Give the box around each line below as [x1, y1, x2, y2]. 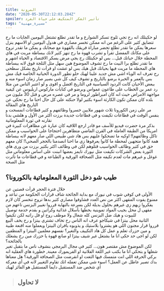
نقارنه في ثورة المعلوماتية [5, 117, 52, 123]
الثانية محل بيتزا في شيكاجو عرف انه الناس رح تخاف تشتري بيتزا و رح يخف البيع [5, 217, 149, 223]
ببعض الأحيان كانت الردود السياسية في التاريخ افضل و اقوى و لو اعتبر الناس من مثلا [5, 81, 155, 87]
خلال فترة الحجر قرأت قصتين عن [5, 186, 65, 192]
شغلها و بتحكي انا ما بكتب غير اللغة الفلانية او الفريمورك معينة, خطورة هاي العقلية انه [5, 248, 158, 254]
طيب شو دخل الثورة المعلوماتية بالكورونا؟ [5, 173, 117, 181]
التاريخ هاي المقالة [5, 102, 39, 108]
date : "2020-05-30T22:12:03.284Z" [5, 12, 76, 17]
